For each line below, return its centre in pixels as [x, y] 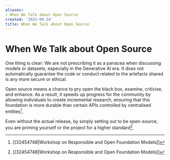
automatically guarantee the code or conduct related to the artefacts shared [84, 74]
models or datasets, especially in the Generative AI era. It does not [75, 68]
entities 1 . [14, 111]
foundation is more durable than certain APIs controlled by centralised [78, 105]
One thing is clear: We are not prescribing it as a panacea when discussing [83, 63]
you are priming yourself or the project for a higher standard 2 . [70, 127]
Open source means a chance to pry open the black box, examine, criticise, [84, 89]
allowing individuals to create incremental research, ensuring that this [78, 100]
